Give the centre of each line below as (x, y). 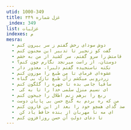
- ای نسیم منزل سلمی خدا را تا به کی (60, 90)
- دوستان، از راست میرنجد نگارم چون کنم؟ (64, 62)
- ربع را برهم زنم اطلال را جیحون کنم (59, 95)
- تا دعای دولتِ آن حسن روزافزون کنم (57, 117)
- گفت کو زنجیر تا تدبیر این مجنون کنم (62, 51)
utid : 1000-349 (25, 12)
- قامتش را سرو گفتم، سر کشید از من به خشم (67, 56)
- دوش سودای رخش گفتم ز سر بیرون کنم (59, 46)
